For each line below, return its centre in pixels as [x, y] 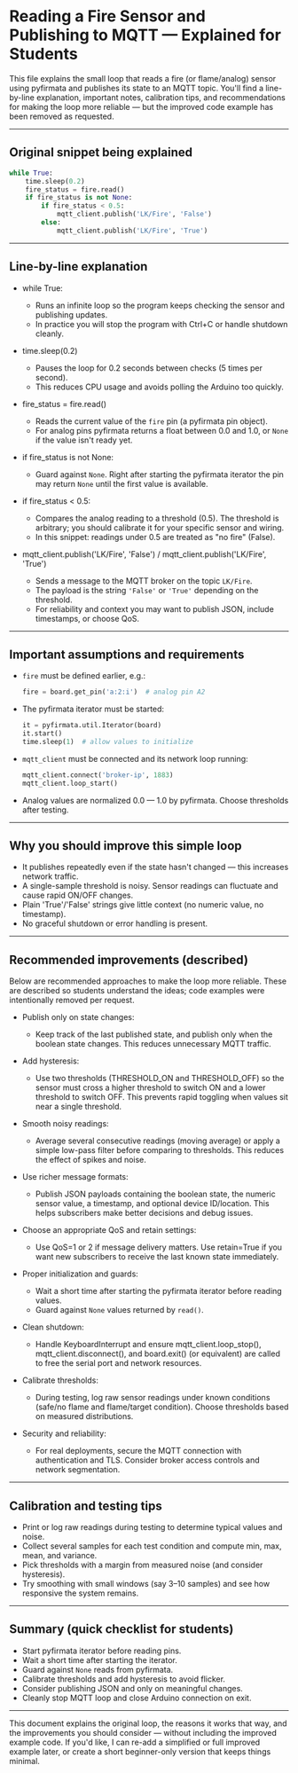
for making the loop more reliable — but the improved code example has [141, 106]
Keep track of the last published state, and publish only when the [154, 1034]
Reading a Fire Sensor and [107, 16]
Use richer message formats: [75, 1177]
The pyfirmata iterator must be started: [93, 709]
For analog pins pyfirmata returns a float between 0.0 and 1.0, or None [162, 430]
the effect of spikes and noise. [90, 1160]
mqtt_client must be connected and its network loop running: [135, 758]
